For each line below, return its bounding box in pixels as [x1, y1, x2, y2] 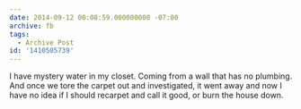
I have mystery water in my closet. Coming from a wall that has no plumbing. [9, 71, 293, 81]
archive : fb [9, 21, 54, 30]
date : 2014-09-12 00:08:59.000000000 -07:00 [9, 13, 179, 22]
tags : [9, 29, 30, 38]
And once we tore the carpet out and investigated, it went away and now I [9, 80, 283, 91]
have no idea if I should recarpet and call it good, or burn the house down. [9, 90, 284, 101]
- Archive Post [17, 38, 75, 47]
